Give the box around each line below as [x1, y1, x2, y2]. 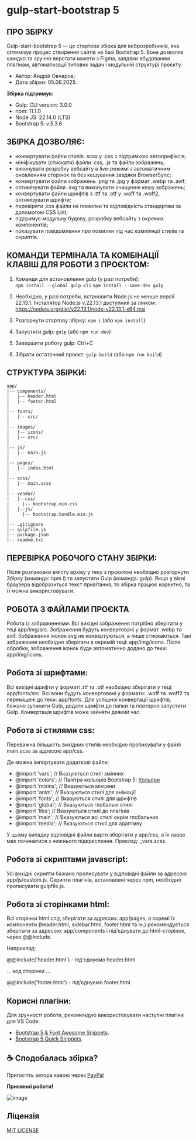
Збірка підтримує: [6, 90, 54, 97]
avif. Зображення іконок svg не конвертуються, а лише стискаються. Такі [6, 633, 192, 640]
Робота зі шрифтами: [6, 668, 88, 678]
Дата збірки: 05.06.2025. [15, 79, 77, 86]
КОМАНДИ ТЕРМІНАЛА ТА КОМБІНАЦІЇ [6, 250, 159, 261]
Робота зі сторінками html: [6, 899, 110, 909]
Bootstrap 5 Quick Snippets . [15, 1035, 83, 1042]
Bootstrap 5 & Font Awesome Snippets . [15, 1029, 109, 1036]
